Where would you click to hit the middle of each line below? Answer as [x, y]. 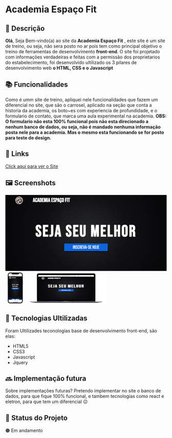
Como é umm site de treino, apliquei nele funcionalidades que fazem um [82, 99]
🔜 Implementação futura [46, 378]
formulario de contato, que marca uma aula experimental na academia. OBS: [86, 116]
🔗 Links [17, 154]
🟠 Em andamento [24, 431]
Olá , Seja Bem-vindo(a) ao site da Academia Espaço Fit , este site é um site [85, 41]
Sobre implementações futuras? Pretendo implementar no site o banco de [83, 391]
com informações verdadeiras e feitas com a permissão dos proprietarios [83, 57]
